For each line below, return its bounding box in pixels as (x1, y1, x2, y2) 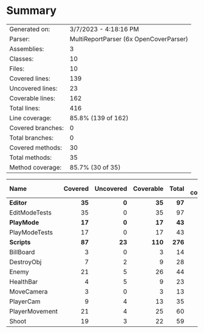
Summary (6, 4, 56, 18)
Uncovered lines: (9, 84, 58, 92)
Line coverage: (9, 114, 52, 122)
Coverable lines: (9, 94, 56, 102)
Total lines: (9, 104, 41, 112)
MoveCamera (9, 287, 48, 295)
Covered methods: (9, 143, 63, 152)
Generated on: (9, 25, 50, 33)
